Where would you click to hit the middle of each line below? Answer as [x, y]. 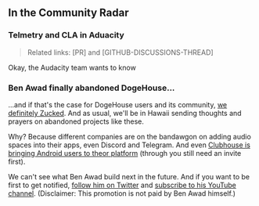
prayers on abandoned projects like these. [76, 121]
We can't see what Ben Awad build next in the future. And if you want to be [129, 176]
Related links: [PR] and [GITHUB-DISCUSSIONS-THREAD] [120, 52]
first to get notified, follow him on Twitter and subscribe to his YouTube [122, 185]
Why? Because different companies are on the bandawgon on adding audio [130, 136]
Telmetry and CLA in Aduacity [67, 35]
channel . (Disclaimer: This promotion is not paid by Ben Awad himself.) [122, 193]
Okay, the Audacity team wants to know [72, 67]
